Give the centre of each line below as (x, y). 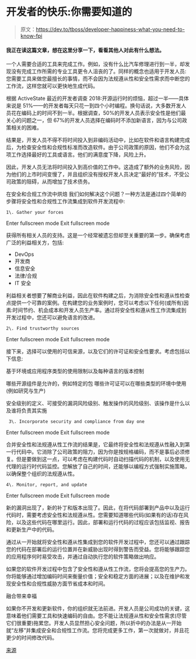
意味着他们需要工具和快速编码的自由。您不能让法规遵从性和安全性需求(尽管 (97, 616)
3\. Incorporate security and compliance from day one (76, 422)
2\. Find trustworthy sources (43, 329)
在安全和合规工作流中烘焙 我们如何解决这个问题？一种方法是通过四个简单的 (96, 194)
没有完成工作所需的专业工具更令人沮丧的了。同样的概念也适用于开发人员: (99, 71)
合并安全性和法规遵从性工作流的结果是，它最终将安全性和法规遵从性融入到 (95, 445)
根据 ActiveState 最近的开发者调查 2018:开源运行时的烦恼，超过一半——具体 (98, 98)
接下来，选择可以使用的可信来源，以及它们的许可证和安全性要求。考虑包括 (95, 352)
